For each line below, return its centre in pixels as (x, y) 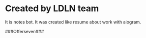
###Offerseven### (25, 31)
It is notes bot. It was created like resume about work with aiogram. (73, 22)
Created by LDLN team (52, 9)
